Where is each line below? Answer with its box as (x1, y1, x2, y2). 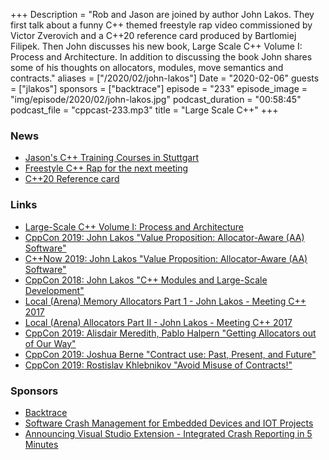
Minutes (24, 438, 59, 450)
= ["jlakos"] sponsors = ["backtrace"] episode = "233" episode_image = (10, 83, 308, 94)
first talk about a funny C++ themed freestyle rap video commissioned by (10, 19, 313, 31)
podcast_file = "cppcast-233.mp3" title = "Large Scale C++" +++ (10, 104, 279, 116)
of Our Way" (24, 337, 77, 349)
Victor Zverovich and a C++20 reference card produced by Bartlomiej (10, 30, 297, 41)
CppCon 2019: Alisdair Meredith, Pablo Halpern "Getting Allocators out (24, 327, 317, 339)
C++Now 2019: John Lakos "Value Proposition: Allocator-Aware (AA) (24, 252, 308, 264)
